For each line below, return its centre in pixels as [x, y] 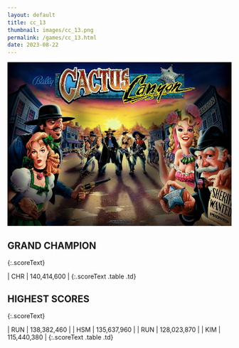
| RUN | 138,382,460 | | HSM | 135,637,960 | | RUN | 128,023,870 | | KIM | [114, 330]
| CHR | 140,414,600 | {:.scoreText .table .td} [72, 276]
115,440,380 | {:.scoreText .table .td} [60, 337]
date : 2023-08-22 [33, 45]
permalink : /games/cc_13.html [52, 38]
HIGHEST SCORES [49, 299]
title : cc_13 [27, 22]
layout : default [31, 15]
